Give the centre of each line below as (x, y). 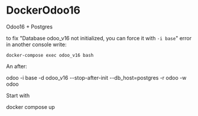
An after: (17, 66)
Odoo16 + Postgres (30, 27)
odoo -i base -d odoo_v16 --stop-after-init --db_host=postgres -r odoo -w (96, 78)
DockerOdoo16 (43, 10)
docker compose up (30, 107)
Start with (18, 95)
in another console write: (36, 44)
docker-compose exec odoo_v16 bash (50, 55)
